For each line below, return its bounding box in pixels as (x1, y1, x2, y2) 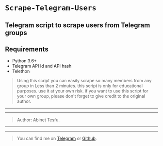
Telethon (12, 68, 30, 74)
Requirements (5, 45, 49, 53)
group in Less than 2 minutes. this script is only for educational (16, 83, 143, 89)
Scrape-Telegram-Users (5, 3, 97, 13)
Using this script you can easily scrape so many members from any (16, 78, 152, 84)
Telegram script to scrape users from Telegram (5, 21, 150, 29)
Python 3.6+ (12, 58, 37, 64)
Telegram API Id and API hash (12, 63, 72, 69)
